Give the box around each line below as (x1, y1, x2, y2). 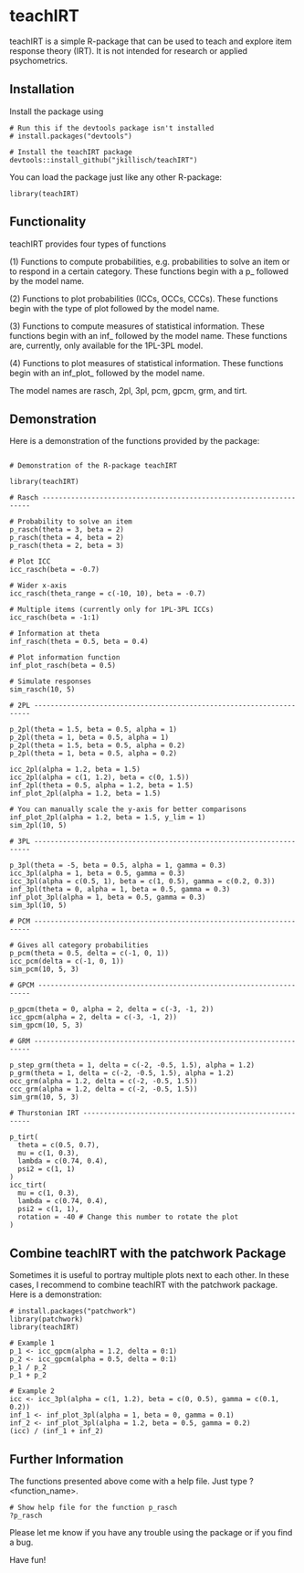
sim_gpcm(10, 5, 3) (9, 1020, 84, 1030)
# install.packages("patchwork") (9, 1307, 137, 1316)
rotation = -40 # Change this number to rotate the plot (17, 1212, 239, 1222)
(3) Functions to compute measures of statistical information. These (9, 321, 265, 332)
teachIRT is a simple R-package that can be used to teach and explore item (9, 36, 292, 47)
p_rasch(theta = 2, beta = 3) (9, 541, 125, 551)
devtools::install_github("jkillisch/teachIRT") (9, 155, 198, 164)
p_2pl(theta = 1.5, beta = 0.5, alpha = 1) (9, 725, 178, 734)
